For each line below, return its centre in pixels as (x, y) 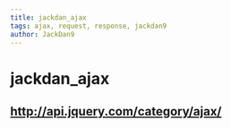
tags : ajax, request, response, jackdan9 (89, 26)
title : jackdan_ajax (49, 17)
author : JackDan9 (43, 34)
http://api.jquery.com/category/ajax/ (116, 111)
